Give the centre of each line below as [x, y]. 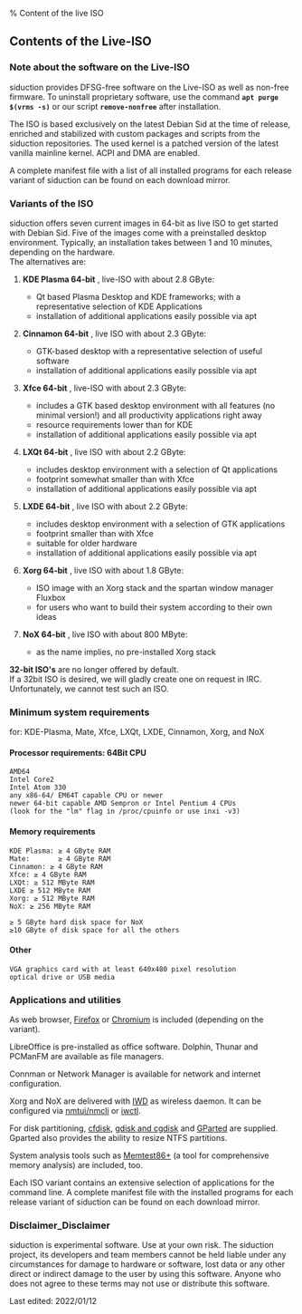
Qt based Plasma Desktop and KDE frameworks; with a [138, 296]
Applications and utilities [66, 1000]
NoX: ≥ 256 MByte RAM [50, 906]
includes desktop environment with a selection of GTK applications [160, 524]
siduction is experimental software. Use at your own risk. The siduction [142, 1245]
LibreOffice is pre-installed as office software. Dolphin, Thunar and [134, 1047]
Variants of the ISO [52, 203]
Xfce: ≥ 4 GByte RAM [48, 874]
